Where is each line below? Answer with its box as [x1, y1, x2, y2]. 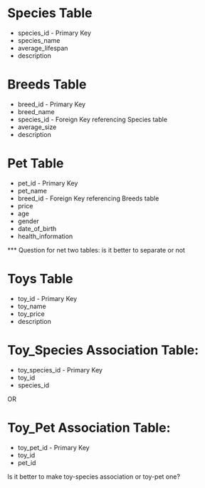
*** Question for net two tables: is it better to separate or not [7, 245, 185, 254]
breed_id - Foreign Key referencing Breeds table [17, 194, 159, 203]
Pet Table [7, 156, 64, 172]
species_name [17, 36, 61, 44]
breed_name [17, 107, 55, 116]
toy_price [17, 309, 45, 318]
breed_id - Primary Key [17, 100, 86, 108]
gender [17, 216, 39, 225]
